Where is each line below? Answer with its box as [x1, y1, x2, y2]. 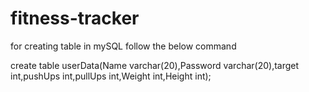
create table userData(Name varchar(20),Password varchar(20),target [10, 59, 300, 71]
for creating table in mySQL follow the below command [10, 40, 237, 52]
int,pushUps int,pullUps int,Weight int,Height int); [10, 70, 212, 82]
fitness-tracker [10, 7, 140, 30]
